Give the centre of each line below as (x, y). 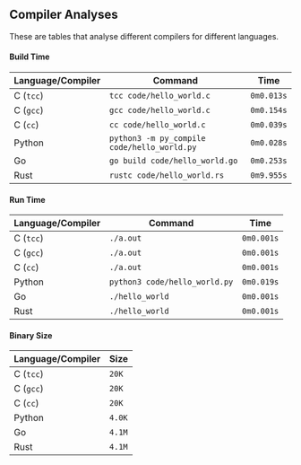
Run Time (28, 199)
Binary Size (31, 335)
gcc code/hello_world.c (159, 110)
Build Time (30, 57)
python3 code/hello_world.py (171, 282)
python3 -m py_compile (157, 139)
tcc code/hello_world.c (159, 96)
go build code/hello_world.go (173, 161)
